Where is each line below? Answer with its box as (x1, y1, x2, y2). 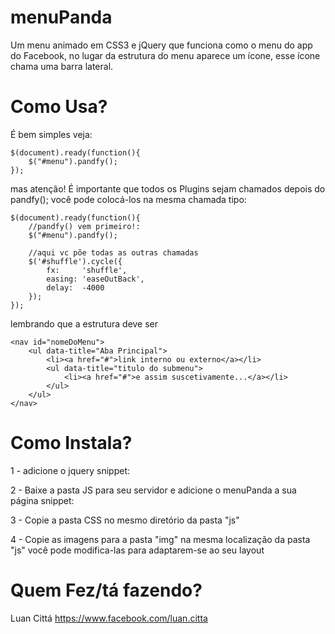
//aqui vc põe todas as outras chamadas (28, 247, 199, 258)
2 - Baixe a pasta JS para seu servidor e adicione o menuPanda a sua (10, 484, 297, 496)
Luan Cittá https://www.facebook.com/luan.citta (10, 612, 208, 624)
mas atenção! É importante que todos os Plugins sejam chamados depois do (10, 182, 326, 195)
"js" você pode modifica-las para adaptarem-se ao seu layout (10, 544, 265, 556)
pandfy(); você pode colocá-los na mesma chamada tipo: (10, 193, 247, 205)
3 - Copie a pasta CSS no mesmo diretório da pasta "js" (10, 514, 240, 526)
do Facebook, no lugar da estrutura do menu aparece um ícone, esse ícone (10, 49, 321, 61)
